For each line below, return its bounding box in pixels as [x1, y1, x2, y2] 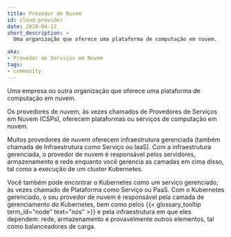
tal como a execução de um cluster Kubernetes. [7, 164, 143, 173]
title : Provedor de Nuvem [7, 10, 81, 17]
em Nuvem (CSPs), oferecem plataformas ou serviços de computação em [7, 115, 217, 123]
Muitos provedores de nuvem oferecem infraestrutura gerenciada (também [7, 135, 221, 144]
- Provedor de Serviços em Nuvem [7, 55, 103, 62]
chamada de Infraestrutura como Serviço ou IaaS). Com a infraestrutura [7, 142, 212, 151]
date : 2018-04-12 [7, 23, 57, 30]
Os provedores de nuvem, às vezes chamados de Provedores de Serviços [7, 107, 217, 115]
